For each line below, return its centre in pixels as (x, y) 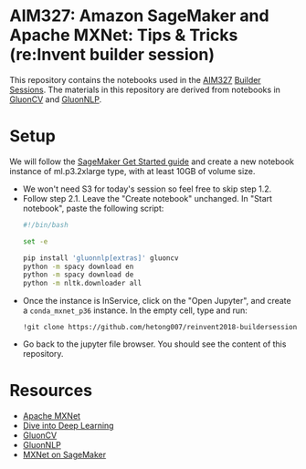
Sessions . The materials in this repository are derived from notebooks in (145, 89)
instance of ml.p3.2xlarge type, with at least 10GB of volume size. (132, 171)
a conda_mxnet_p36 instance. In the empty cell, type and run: (135, 310)
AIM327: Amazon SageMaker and (139, 16)
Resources (51, 391)
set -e (35, 241)
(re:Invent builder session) (112, 55)
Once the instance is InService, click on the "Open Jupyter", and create (157, 301)
